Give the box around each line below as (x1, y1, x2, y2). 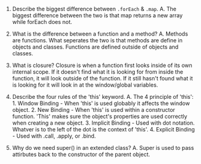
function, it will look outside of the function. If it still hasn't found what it (12, 75, 193, 82)
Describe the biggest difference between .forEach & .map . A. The (12, 6, 176, 12)
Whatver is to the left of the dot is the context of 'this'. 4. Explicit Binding (12, 126, 195, 133)
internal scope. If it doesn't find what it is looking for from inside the (12, 68, 184, 76)
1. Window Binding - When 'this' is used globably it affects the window (12, 100, 190, 107)
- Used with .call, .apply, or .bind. (12, 132, 96, 139)
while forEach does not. (12, 18, 72, 25)
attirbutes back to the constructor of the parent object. (12, 150, 150, 158)
